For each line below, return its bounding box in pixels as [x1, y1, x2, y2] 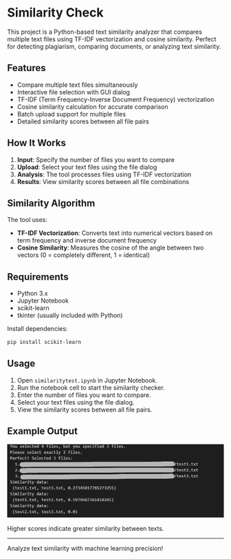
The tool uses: [7, 216, 48, 224]
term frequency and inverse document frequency [16, 236, 157, 245]
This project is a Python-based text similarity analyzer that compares [7, 28, 203, 36]
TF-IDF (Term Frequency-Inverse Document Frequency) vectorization [16, 95, 214, 103]
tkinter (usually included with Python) [16, 312, 123, 320]
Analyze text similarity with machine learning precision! [7, 545, 164, 553]
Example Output [7, 425, 78, 437]
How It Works [7, 137, 67, 149]
